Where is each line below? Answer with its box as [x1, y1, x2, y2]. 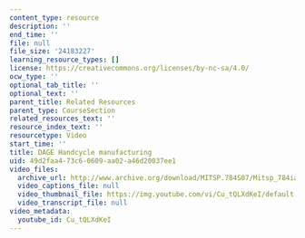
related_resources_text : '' [9, 114, 116, 123]
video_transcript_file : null [17, 198, 128, 208]
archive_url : [17, 173, 67, 182]
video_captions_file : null [17, 182, 120, 191]
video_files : [9, 165, 59, 174]
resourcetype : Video [9, 131, 88, 140]
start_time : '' [9, 139, 67, 148]
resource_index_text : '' [9, 123, 103, 132]
